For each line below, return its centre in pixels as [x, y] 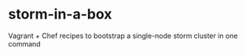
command [24, 43]
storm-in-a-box [60, 14]
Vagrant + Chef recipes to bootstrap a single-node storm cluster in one [123, 36]
